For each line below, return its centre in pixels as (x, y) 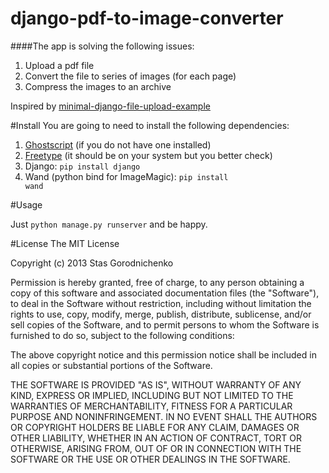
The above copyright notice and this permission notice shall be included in (163, 354)
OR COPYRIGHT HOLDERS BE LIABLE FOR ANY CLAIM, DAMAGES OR (155, 427)
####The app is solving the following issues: (102, 46)
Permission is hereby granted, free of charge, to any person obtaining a (157, 282)
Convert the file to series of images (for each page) (130, 76)
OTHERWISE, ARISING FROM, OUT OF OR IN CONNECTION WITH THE (156, 448)
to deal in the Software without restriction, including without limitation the (161, 303)
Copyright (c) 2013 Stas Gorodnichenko (92, 263)
